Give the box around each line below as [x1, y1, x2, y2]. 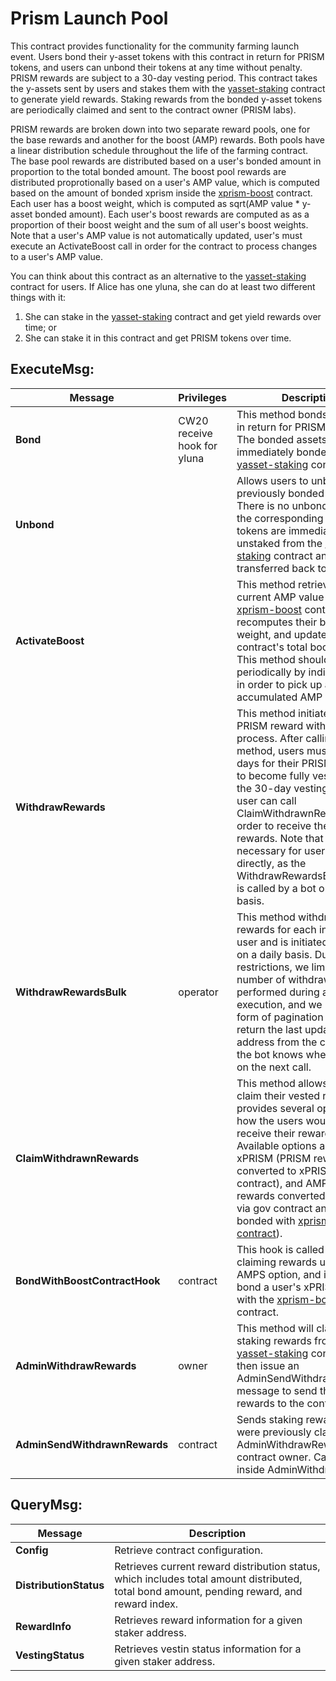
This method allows [236, 1076, 328, 1090]
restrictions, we [236, 960, 310, 974]
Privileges [178, 390, 227, 404]
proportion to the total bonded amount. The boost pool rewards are [10, 165, 287, 177]
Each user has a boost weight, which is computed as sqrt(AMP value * [10, 197, 300, 209]
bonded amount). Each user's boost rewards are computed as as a [34, 208, 310, 220]
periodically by [236, 665, 307, 679]
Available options [236, 1138, 317, 1152]
